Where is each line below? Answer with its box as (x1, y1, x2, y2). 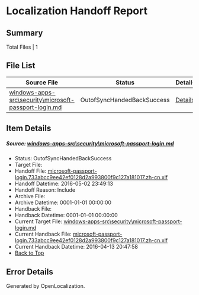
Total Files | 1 (6, 43, 38, 50)
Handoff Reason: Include (14, 186, 76, 194)
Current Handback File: (14, 230, 72, 238)
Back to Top (14, 249, 44, 256)
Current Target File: (14, 218, 63, 225)
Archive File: (14, 193, 46, 200)
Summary (6, 28, 43, 38)
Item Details (6, 123, 52, 134)
